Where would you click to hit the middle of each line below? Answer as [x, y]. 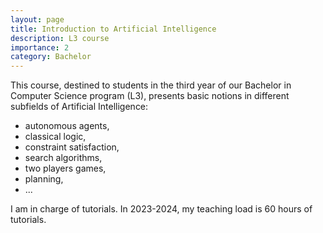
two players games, [65, 168]
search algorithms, [63, 158]
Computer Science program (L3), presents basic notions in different [150, 96]
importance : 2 [40, 47]
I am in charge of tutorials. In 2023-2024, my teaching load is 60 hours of [161, 209]
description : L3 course [60, 38]
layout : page [37, 19]
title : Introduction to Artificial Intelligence [113, 29]
